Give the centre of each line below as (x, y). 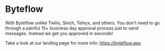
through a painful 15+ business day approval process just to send (72, 28)
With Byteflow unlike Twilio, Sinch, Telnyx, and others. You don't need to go (82, 23)
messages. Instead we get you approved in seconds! (59, 33)
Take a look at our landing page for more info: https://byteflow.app (73, 43)
